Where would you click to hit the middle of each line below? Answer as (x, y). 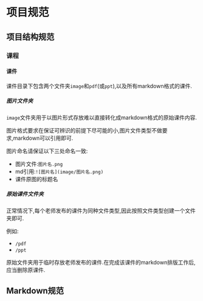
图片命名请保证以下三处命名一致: (47, 151)
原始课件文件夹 (25, 194)
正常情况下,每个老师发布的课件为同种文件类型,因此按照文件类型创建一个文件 (101, 210)
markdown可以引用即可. (43, 138)
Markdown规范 (35, 291)
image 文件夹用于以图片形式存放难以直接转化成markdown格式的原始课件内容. (102, 117)
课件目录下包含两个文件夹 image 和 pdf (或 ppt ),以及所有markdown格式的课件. (99, 86)
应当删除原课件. (26, 270)
